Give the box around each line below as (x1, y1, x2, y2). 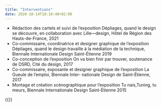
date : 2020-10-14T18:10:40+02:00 (5, 12, 73, 17)
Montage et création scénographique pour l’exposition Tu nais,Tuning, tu (12, 82, 157, 88)
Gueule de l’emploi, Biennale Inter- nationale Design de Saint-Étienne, (12, 71, 151, 77)
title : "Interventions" (5, 7, 53, 12)
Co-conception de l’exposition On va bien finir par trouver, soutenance (12, 56, 153, 62)
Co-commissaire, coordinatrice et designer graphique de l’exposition (12, 40, 149, 46)
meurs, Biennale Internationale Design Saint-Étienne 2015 (12, 87, 127, 93)
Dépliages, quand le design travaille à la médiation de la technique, (12, 46, 146, 52)
